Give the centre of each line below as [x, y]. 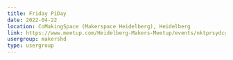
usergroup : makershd [37, 39]
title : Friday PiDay [37, 13]
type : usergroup [31, 46]
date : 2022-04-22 [32, 20]
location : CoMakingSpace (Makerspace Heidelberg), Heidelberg [99, 26]
